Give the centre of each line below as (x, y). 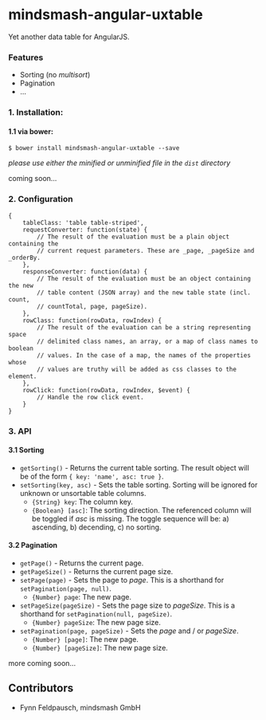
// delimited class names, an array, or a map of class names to (148, 341)
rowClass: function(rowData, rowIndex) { (92, 321)
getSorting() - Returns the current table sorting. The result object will (134, 467)
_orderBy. (25, 258)
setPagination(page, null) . (65, 588)
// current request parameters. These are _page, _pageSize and (146, 250)
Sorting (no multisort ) (55, 75)
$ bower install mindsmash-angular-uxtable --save (94, 148)
